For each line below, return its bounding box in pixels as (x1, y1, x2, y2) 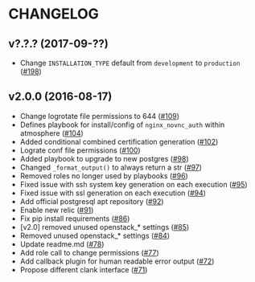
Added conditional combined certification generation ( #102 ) (19, 137, 219, 146)
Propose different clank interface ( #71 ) (19, 264, 148, 274)
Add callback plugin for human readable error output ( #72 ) (19, 256, 215, 266)
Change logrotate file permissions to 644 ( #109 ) (19, 111, 179, 121)
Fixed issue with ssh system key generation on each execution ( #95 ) (19, 179, 248, 189)
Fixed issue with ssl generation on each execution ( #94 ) (19, 188, 207, 198)
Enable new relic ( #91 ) (19, 205, 94, 215)
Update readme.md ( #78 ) (19, 239, 105, 249)
